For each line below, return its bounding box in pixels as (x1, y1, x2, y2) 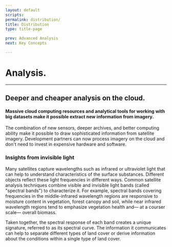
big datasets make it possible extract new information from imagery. (5, 113, 154, 119)
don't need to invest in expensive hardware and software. (5, 141, 127, 148)
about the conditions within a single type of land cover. (5, 235, 121, 241)
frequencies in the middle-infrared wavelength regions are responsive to (5, 193, 158, 199)
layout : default (5, 7, 40, 13)
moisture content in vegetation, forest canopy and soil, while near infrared (5, 198, 161, 204)
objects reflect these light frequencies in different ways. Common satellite (5, 176, 161, 182)
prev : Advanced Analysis (5, 36, 58, 41)
